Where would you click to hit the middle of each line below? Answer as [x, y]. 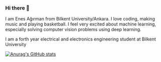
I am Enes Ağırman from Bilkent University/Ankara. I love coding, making [80, 19]
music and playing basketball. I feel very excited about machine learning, [81, 24]
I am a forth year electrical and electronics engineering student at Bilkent [80, 39]
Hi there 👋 [18, 8]
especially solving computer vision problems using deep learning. [73, 29]
